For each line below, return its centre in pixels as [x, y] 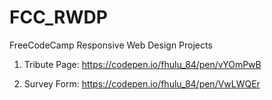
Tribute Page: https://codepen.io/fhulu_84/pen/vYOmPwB [142, 64]
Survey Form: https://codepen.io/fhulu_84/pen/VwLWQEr [142, 83]
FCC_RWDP [58, 17]
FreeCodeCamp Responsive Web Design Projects [111, 45]
